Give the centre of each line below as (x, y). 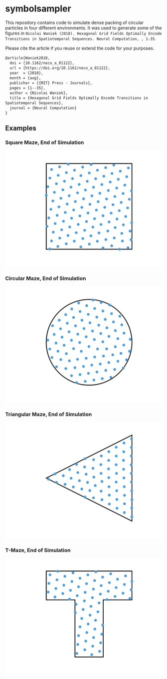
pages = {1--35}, (28, 88)
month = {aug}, (25, 78)
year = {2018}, (26, 73)
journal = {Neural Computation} (43, 108)
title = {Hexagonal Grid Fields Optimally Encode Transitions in (79, 98)
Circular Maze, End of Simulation (46, 278)
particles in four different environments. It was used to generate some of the (83, 27)
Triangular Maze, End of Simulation (49, 414)
